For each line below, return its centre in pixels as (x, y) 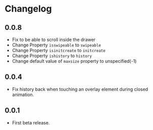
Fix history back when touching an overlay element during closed (80, 89)
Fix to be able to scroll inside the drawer (54, 39)
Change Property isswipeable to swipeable (57, 45)
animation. (23, 95)
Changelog (28, 9)
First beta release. (31, 122)
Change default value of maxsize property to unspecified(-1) (74, 61)
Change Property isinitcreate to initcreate (59, 50)
